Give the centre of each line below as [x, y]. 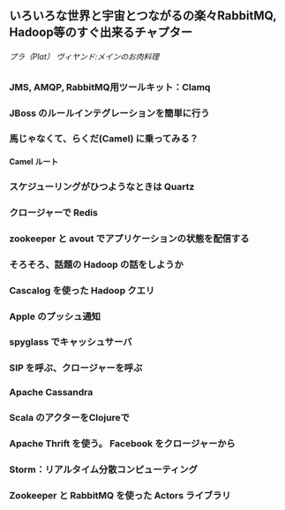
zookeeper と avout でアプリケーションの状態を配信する [129, 239]
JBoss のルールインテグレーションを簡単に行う [109, 113]
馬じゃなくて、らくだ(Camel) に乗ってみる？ [104, 139]
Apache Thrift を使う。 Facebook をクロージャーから [122, 444]
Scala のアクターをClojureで [70, 418]
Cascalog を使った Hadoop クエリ [82, 290]
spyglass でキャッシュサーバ [71, 342]
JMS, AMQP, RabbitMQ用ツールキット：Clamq [110, 87]
